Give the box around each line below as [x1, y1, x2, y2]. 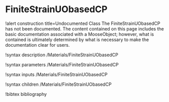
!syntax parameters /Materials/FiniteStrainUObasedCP [5, 61, 119, 67]
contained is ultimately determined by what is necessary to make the [5, 37, 149, 43]
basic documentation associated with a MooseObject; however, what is [5, 31, 154, 37]
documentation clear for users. [5, 42, 70, 48]
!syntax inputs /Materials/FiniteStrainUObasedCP [5, 71, 108, 77]
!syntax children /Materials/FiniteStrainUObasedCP [5, 81, 112, 87]
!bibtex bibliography [5, 91, 47, 97]
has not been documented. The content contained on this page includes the [5, 25, 164, 31]
